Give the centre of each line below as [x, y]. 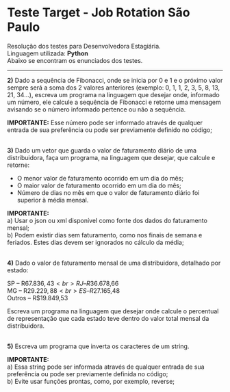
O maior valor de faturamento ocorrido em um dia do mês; [99, 185]
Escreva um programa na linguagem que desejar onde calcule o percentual [113, 311]
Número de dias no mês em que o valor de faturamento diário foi [108, 192]
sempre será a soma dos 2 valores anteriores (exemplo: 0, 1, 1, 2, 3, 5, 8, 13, [114, 88]
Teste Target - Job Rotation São [99, 13]
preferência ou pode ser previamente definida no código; [88, 374]
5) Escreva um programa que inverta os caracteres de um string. [98, 346]
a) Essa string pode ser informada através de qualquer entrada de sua [106, 367]
